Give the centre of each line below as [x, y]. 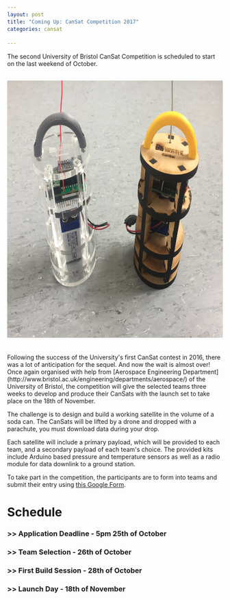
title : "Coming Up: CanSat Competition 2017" [73, 22]
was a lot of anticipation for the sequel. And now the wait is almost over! [109, 365]
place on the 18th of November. [51, 401]
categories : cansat [35, 29]
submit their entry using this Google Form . [66, 485]
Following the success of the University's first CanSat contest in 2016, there [114, 357]
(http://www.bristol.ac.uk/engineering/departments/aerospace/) [97, 379]
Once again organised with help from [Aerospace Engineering [94, 372]
